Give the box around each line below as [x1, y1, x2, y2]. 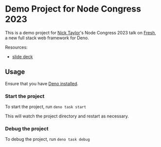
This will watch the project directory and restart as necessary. [5, 113, 129, 119]
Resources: [5, 44, 28, 50]
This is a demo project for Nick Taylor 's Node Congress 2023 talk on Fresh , [5, 30, 157, 35]
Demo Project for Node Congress [5, 3, 141, 15]
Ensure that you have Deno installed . [5, 81, 79, 86]
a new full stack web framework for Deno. [5, 35, 89, 41]
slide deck [12, 53, 33, 59]
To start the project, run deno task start [5, 104, 87, 110]
